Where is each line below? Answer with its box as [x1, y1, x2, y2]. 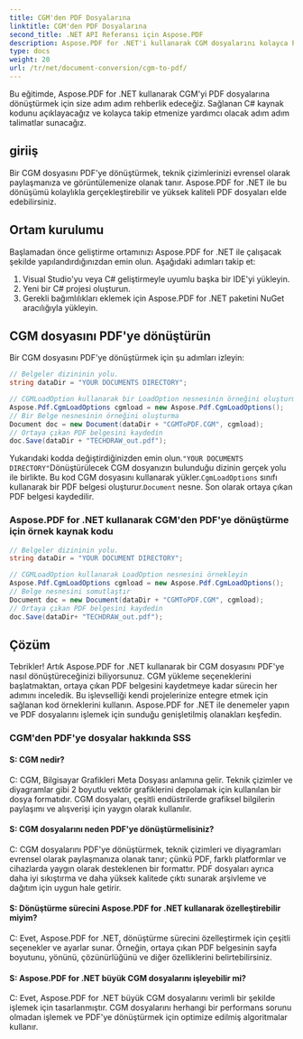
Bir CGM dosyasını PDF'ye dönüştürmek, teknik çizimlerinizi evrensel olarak [9, 167, 290, 178]
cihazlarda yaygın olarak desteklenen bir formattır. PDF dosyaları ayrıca [9, 863, 274, 874]
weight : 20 [9, 55, 50, 64]
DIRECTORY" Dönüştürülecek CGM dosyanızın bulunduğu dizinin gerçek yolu [9, 463, 287, 473]
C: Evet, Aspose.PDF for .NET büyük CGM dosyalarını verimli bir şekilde [9, 993, 276, 1004]
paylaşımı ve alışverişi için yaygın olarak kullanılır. [9, 803, 192, 814]
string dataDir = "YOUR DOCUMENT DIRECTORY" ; [9, 554, 183, 563]
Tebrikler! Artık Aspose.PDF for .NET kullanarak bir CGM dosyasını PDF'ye [9, 661, 285, 672]
